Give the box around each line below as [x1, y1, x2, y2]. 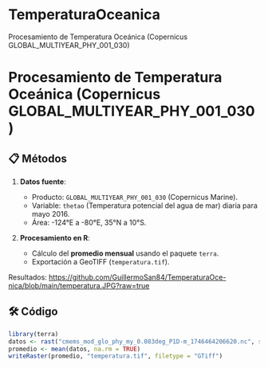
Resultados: [8, 272, 48, 282]
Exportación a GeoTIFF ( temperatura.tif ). [31, 256, 170, 266]
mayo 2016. [31, 209, 70, 218]
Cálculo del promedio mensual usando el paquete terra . [31, 249, 219, 258]
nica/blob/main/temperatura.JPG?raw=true [8, 280, 150, 290]
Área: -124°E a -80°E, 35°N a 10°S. [31, 217, 147, 227]
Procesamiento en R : [19, 233, 90, 242]
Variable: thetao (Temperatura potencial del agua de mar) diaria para [31, 201, 258, 210]
